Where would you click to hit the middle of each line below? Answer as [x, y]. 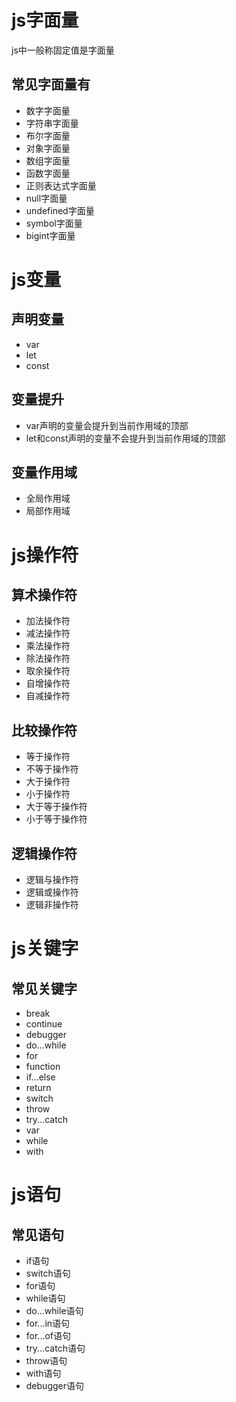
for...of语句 [48, 1335]
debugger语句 [54, 1385]
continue [44, 1024]
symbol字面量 [54, 223]
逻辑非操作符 [52, 904]
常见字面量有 [51, 84]
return [38, 1087]
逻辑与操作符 [52, 879]
